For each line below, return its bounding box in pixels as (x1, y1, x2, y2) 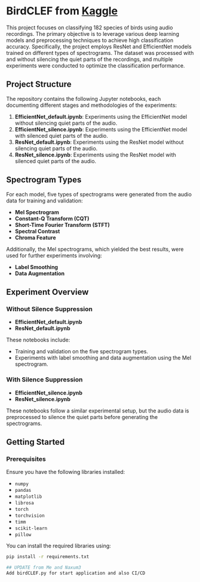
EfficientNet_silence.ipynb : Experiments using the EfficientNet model (14, 125, 187, 133)
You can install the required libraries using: (6, 542, 112, 550)
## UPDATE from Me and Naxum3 (6, 565, 82, 571)
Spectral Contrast (14, 227, 60, 235)
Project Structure (6, 79, 72, 90)
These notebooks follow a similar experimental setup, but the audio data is (6, 407, 189, 414)
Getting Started (6, 437, 65, 447)
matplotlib (14, 494, 42, 500)
